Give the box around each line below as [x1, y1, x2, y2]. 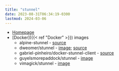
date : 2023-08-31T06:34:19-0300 [5, 12, 70, 17]
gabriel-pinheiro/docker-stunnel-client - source [19, 50, 114, 56]
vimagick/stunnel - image [19, 60, 70, 66]
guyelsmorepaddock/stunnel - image [19, 55, 93, 61]
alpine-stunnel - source [19, 40, 66, 46]
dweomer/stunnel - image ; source [19, 45, 87, 51]
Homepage [12, 30, 35, 35]
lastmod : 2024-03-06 [5, 16, 47, 21]
